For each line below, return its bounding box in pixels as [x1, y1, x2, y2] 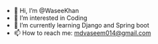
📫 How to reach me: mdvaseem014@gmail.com [13, 29, 152, 37]
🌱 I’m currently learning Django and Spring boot [13, 21, 150, 29]
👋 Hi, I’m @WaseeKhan [13, 7, 79, 14]
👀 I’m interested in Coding [13, 14, 88, 22]
